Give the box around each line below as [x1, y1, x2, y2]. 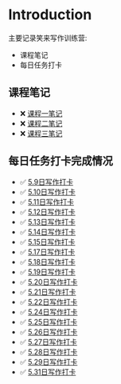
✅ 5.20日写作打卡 [19, 277, 78, 286]
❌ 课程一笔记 [19, 108, 63, 118]
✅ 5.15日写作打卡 [19, 237, 76, 246]
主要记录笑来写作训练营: [8, 33, 88, 42]
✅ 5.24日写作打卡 [19, 306, 78, 317]
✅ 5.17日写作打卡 [19, 246, 76, 257]
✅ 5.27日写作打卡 [19, 337, 78, 346]
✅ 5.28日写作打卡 [19, 346, 78, 357]
